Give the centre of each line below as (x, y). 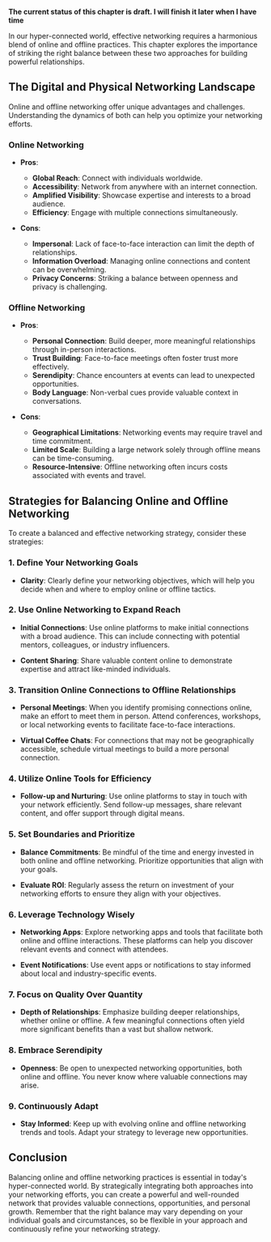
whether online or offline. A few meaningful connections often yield (132, 1021)
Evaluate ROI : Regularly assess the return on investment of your (127, 884)
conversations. (57, 401)
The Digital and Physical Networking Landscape (132, 87)
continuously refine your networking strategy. (84, 1228)
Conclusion (38, 1157)
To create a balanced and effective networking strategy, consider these (127, 533)
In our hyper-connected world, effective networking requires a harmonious (133, 36)
